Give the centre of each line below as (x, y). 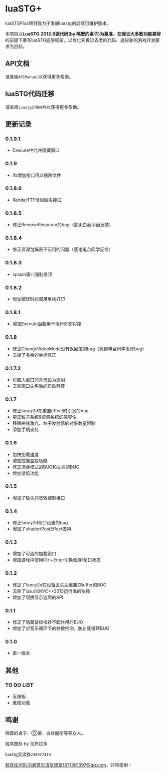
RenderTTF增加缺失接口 (37, 200)
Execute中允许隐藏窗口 (36, 150)
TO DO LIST (19, 685)
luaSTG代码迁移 (30, 94)
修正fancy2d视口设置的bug (40, 523)
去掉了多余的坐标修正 (34, 355)
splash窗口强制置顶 (32, 274)
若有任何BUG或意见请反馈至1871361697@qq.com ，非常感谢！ (69, 765)
